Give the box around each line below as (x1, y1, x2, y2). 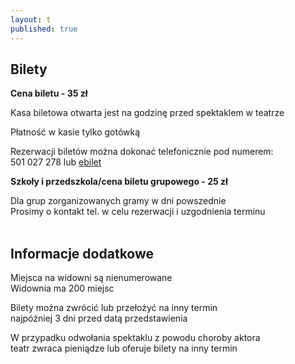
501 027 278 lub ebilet (10, 156, 102, 168)
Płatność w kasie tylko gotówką (10, 126, 141, 138)
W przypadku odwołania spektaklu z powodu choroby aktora (10, 332, 261, 344)
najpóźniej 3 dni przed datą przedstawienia (10, 312, 188, 325)
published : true (10, 24, 78, 34)
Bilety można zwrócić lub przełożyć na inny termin (10, 302, 218, 314)
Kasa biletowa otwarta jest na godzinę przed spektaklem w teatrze (10, 107, 285, 119)
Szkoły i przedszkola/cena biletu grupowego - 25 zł (10, 176, 228, 188)
